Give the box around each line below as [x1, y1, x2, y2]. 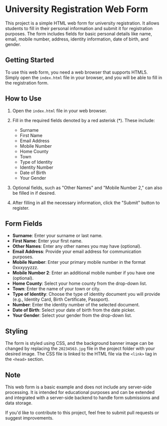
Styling [5, 327, 28, 335]
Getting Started [5, 56, 54, 65]
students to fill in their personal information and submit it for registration [5, 25, 153, 31]
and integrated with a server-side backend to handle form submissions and [5, 394, 160, 400]
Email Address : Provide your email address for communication [12, 249, 142, 255]
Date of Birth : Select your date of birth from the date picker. [12, 307, 136, 313]
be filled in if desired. [12, 190, 56, 196]
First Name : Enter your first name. [12, 238, 83, 244]
